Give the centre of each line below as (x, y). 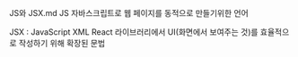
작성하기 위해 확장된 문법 (62, 43)
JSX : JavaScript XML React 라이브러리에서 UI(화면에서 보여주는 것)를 (134, 32)
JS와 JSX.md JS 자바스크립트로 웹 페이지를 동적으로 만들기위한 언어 (129, 13)
